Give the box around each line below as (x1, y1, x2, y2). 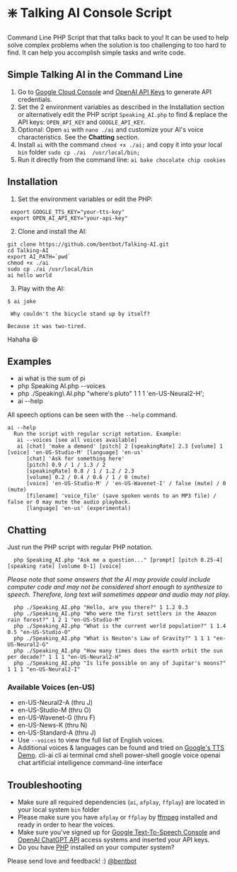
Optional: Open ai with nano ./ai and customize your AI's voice (17, 125, 204, 134)
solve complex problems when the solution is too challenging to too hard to (7, 40, 226, 49)
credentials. (17, 95, 52, 103)
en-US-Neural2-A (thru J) (17, 698, 93, 707)
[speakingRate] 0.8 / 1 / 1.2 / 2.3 (25, 468, 134, 475)
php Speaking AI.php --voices (17, 382, 106, 390)
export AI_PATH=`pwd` (7, 253, 71, 260)
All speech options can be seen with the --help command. (7, 411, 178, 419)
